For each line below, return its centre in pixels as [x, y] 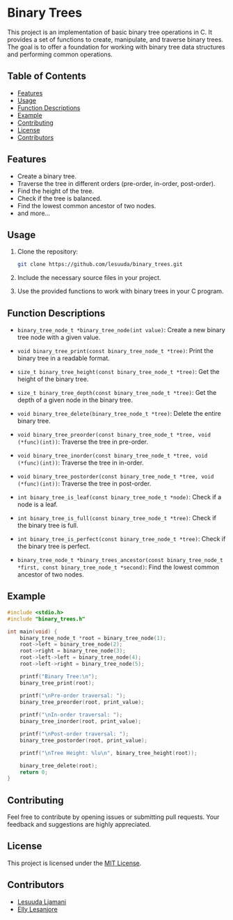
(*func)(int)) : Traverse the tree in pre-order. [82, 442]
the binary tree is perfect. [54, 546]
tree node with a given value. [59, 337]
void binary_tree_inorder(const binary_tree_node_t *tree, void [112, 456]
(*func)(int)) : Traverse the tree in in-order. [80, 463]
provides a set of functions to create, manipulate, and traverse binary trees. [115, 39]
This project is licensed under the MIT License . [74, 863]
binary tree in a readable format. [63, 358]
